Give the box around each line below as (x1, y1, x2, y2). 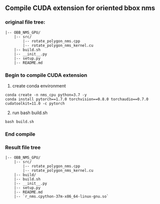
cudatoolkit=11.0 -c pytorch (5, 101, 65, 106)
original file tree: (5, 19, 46, 26)
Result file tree (5, 144, 41, 151)
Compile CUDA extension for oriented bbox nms (5, 4, 155, 12)
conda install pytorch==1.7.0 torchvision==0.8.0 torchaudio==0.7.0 (5, 96, 149, 102)
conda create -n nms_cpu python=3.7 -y (5, 92, 87, 97)
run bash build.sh (12, 110, 48, 116)
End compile (5, 130, 35, 137)
